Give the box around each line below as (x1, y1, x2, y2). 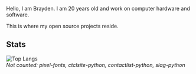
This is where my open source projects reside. (6, 23, 119, 29)
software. (6, 11, 30, 18)
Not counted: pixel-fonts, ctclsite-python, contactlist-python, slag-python (6, 61, 186, 68)
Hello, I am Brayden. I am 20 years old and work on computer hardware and (6, 5, 191, 12)
